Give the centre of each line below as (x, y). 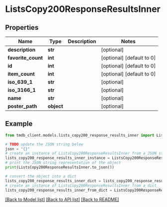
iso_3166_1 (22, 90)
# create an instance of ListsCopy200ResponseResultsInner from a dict (81, 185)
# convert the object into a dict (41, 176)
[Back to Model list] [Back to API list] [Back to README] (62, 200)
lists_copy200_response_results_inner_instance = (58, 158)
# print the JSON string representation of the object (63, 163)
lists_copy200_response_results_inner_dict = (53, 181)
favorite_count (25, 58)
